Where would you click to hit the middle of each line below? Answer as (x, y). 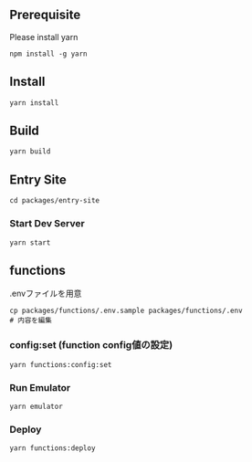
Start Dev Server (47, 224)
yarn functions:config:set (61, 364)
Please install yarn (44, 37)
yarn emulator (37, 406)
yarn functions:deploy (52, 448)
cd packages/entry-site (55, 201)
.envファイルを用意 (46, 294)
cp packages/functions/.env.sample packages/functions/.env (126, 311)
